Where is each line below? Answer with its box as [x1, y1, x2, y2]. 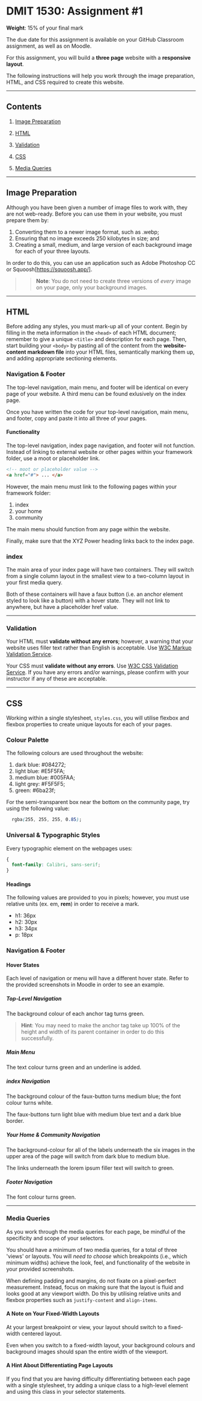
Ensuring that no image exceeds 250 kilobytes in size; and [14, 234, 159, 242]
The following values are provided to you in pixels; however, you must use [6, 894, 189, 901]
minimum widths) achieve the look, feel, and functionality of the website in [6, 1259, 191, 1266]
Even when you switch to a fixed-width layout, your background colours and [6, 1341, 195, 1348]
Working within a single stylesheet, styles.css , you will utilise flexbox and [6, 714, 189, 722]
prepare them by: [6, 216, 49, 224]
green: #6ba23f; [14, 787, 56, 794]
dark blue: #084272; [14, 761, 66, 768]
